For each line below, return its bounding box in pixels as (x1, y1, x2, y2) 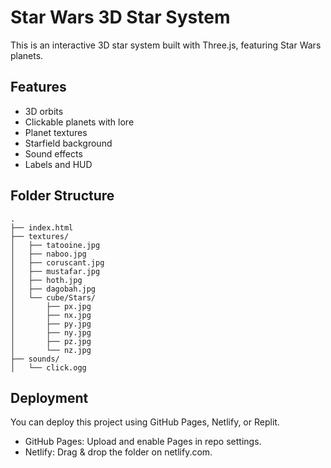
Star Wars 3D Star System (10, 6, 231, 29)
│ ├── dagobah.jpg (10, 284, 97, 294)
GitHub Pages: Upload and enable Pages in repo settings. (24, 436, 262, 448)
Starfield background (24, 137, 113, 149)
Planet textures (24, 126, 88, 138)
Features (10, 79, 67, 96)
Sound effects (24, 147, 83, 160)
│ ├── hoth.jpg (10, 275, 83, 285)
